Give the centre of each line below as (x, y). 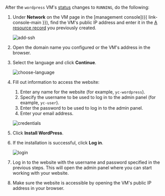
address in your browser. (38, 188)
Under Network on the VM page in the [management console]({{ (80, 17)
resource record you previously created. (54, 28)
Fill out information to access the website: (56, 82)
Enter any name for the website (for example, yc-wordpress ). (82, 92)
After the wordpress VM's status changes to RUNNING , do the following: (77, 7)
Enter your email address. (47, 113)
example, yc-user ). (40, 103)
